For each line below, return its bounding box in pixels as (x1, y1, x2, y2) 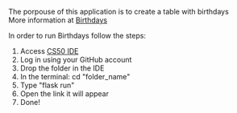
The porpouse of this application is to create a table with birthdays (8, 7, 230, 16)
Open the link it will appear (19, 89, 109, 99)
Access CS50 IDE (19, 46, 79, 55)
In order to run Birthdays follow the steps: (8, 31, 147, 40)
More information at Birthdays (8, 15, 107, 25)
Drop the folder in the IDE (19, 63, 105, 73)
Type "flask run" (19, 80, 75, 90)
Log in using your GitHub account (19, 55, 132, 64)
